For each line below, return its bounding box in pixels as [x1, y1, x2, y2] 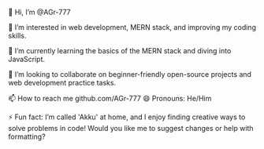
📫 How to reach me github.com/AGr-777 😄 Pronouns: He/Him [8, 94, 212, 103]
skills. [8, 31, 27, 40]
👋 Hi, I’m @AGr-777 [8, 8, 71, 16]
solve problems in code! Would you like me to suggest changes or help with [8, 124, 254, 133]
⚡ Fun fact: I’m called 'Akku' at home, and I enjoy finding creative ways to [8, 112, 246, 122]
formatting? [8, 132, 46, 141]
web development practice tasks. [8, 78, 117, 87]
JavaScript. [8, 55, 46, 64]
